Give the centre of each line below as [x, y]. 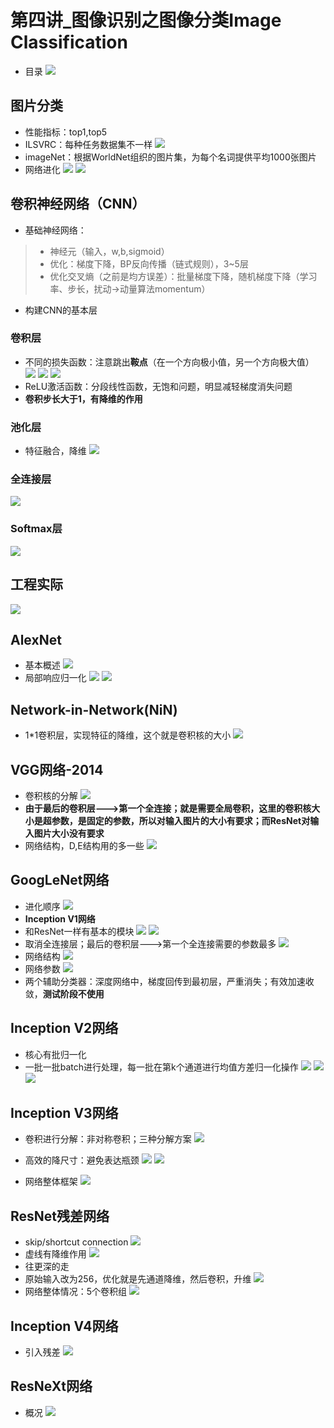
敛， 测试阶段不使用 [64, 993]
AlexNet [36, 639]
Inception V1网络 [60, 918]
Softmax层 [36, 529]
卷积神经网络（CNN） [78, 204]
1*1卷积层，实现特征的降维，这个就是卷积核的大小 [128, 735]
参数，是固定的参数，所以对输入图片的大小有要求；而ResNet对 [181, 820]
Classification [69, 42]
